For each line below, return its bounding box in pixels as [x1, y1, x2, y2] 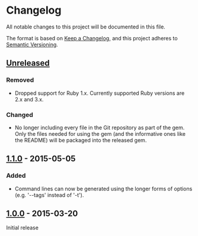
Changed [6, 110, 34, 119]
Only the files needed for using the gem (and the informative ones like [14, 130, 186, 137]
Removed [6, 76, 34, 84]
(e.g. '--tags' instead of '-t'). [14, 191, 84, 199]
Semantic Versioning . [6, 41, 58, 48]
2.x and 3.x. [14, 95, 44, 103]
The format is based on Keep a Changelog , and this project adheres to [6, 34, 178, 42]
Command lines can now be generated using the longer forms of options [14, 185, 193, 192]
